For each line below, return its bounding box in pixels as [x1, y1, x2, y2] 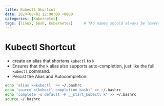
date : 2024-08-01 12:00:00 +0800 [5, 12, 73, 17]
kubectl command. [12, 68, 50, 74]
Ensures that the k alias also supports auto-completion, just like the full [12, 63, 155, 69]
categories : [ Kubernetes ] [5, 16, 58, 21]
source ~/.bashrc [5, 96, 41, 102]
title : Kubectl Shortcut [5, 7, 56, 12]
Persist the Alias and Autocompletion [12, 74, 87, 80]
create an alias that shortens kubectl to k [12, 58, 95, 64]
